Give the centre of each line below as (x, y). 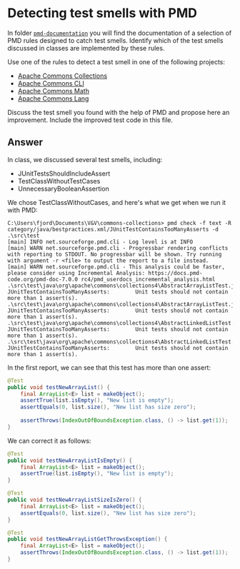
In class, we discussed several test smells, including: (85, 159)
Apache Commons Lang (53, 99)
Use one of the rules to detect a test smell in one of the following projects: (116, 61)
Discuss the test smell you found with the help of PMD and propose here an (119, 112)
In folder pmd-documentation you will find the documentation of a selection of (120, 33)
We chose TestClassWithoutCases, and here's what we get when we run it (117, 202)
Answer (25, 142)
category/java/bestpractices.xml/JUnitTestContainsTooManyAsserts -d (113, 229)
